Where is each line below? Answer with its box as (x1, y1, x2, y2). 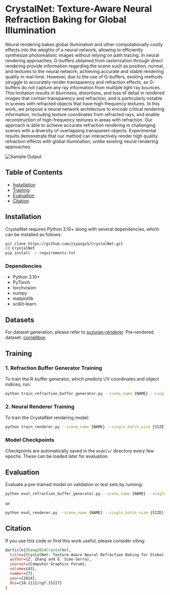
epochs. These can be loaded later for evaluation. (5, 453, 109, 459)
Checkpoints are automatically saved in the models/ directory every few (5, 448, 154, 454)
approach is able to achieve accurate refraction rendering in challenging (5, 122, 156, 128)
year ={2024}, (10, 576, 37, 581)
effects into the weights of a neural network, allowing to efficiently (5, 47, 143, 53)
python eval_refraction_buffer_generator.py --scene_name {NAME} (5, 491, 146, 497)
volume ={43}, (10, 566, 37, 572)
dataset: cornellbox (5, 334, 46, 341)
